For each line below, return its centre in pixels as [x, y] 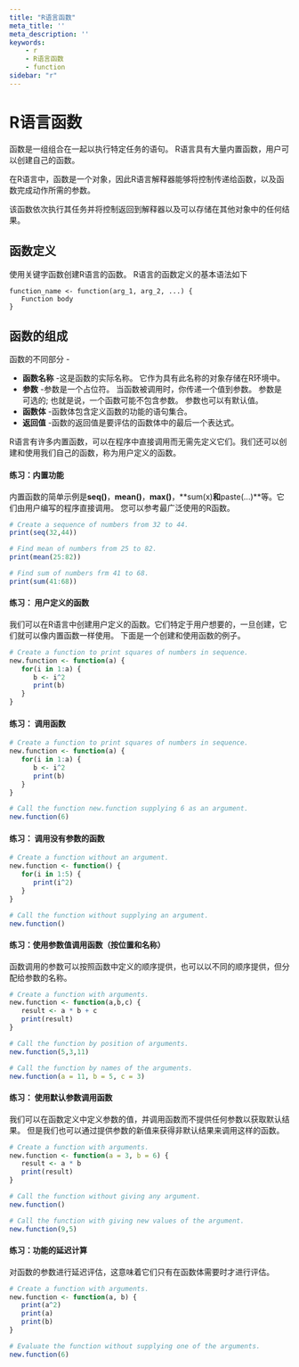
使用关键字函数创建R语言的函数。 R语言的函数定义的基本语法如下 [128, 274]
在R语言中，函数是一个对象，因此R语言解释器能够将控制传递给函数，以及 [143, 178]
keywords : [28, 42]
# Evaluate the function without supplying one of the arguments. [135, 1346]
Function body [47, 299]
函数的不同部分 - [40, 359]
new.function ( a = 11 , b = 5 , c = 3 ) [77, 1076]
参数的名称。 [48, 977]
